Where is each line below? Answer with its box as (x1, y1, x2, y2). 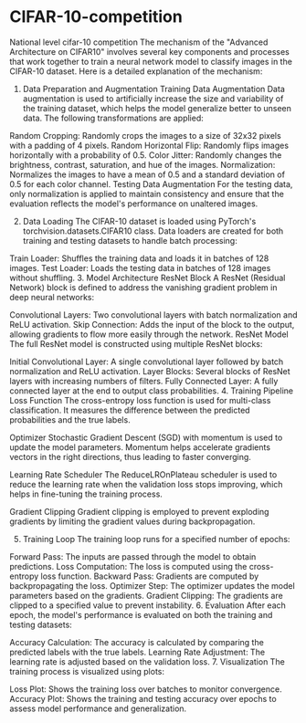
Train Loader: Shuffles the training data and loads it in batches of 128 (9, 253, 269, 264)
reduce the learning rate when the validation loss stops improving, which (9, 478, 283, 489)
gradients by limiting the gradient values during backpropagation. (9, 516, 256, 527)
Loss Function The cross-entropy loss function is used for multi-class (9, 394, 271, 405)
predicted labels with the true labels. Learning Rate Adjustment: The (9, 646, 266, 657)
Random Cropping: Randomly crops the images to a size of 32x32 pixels (9, 130, 281, 141)
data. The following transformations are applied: (22, 112, 204, 123)
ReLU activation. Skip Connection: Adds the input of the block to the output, (9, 319, 295, 330)
